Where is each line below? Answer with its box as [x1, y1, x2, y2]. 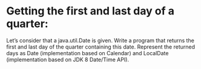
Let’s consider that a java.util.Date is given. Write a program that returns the [6, 37, 195, 44]
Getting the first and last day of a [6, 4, 174, 18]
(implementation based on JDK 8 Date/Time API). [6, 56, 129, 63]
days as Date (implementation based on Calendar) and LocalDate [6, 49, 169, 56]
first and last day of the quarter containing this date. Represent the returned [6, 43, 196, 50]
